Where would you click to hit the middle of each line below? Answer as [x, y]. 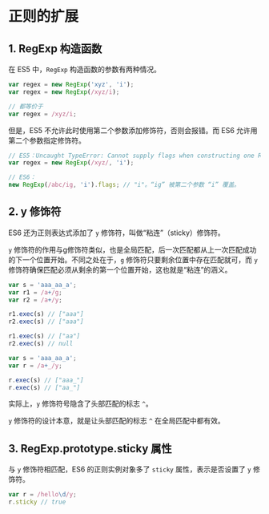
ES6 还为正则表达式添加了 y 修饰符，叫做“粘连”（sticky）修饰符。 [117, 233]
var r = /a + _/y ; [35, 366]
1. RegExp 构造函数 [55, 49]
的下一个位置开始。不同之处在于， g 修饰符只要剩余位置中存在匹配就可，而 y [133, 259]
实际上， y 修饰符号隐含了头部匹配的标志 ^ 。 [81, 404]
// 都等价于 [26, 106]
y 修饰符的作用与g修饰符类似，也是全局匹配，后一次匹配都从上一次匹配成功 [132, 249]
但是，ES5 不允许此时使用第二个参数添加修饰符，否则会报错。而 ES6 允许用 [133, 130]
